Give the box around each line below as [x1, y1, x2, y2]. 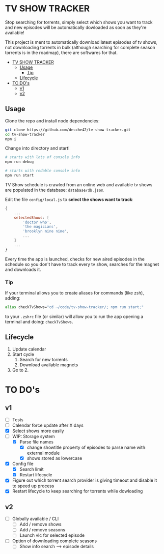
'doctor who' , [23, 220, 52, 225]
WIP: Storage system [12, 433, 55, 439]
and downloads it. [5, 266, 41, 272]
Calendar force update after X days [12, 422, 83, 428]
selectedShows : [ [14, 215, 50, 220]
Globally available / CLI [12, 516, 59, 522]
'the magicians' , [23, 224, 58, 229]
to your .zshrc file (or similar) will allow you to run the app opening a [5, 313, 143, 320]
